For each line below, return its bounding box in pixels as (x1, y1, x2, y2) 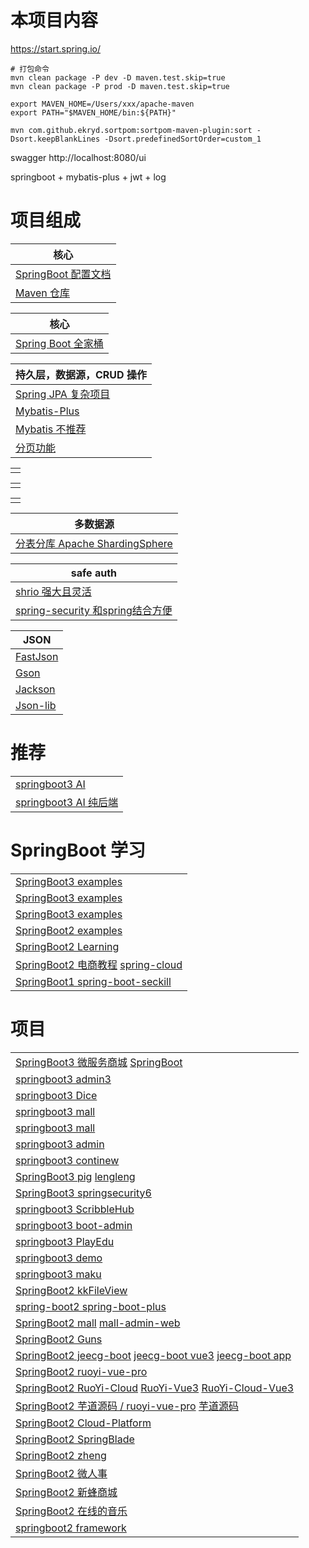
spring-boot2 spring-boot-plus (15, 1299, 167, 1313)
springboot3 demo (15, 1251, 103, 1265)
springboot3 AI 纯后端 (15, 795, 119, 809)
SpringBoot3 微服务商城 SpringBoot (15, 1055, 183, 1069)
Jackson (15, 682, 56, 696)
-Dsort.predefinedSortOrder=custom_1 (104, 134, 262, 144)
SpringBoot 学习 (10, 839, 146, 861)
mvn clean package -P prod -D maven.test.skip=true (10, 81, 230, 91)
